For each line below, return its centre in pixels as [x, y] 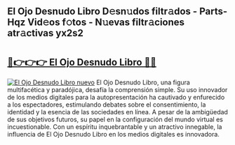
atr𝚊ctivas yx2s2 [46, 33]
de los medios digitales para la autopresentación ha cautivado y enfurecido [116, 97]
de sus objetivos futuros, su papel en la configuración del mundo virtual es [115, 119]
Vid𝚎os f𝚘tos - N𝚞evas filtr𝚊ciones [106, 23]
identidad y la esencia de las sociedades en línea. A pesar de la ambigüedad [117, 112]
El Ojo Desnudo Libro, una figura [143, 82]
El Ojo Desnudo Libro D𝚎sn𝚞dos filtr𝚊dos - [102, 12]
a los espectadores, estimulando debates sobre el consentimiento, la [107, 105]
